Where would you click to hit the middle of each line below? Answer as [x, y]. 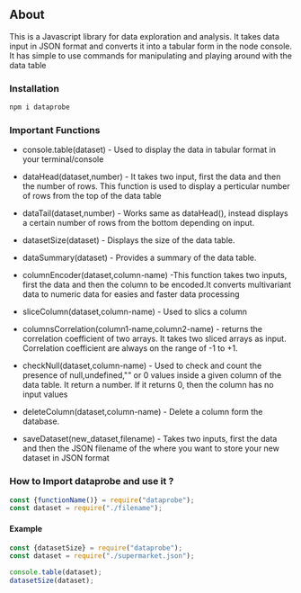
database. [41, 421]
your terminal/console [63, 159]
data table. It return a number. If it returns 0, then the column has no [148, 385]
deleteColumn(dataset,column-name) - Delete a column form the [142, 412]
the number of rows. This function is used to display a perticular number [156, 186]
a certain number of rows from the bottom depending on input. [138, 223]
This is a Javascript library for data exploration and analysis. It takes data [145, 36]
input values [45, 394]
